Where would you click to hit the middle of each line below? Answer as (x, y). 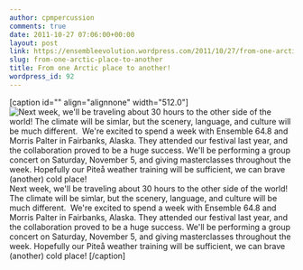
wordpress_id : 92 (42, 77)
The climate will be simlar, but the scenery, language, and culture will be (143, 198)
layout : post (34, 43)
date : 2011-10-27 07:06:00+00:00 (72, 34)
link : (19, 51)
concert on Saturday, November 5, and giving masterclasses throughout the (150, 237)
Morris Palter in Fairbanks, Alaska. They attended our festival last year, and (149, 217)
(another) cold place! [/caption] (68, 256)
